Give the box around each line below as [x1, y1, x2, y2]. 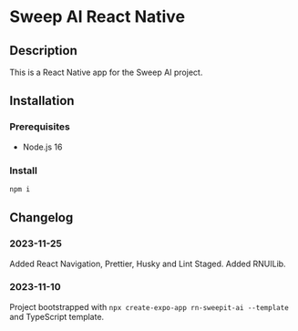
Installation [9, 93, 75, 109]
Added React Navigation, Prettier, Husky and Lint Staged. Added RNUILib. [9, 258, 286, 269]
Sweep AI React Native [9, 6, 185, 27]
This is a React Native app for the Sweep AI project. [9, 67, 203, 78]
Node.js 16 [22, 141, 63, 152]
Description [9, 43, 77, 58]
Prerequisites [9, 120, 70, 133]
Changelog [9, 210, 74, 225]
